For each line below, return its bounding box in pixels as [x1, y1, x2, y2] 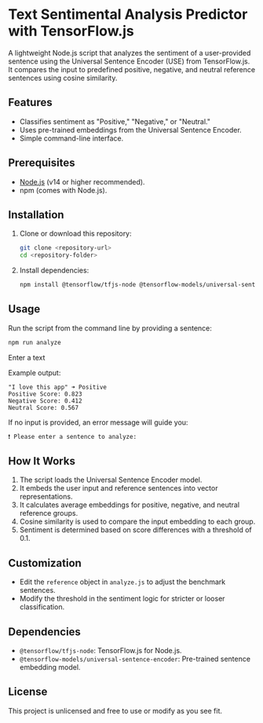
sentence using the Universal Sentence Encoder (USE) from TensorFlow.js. [8, 57, 250, 66]
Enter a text [8, 352, 46, 362]
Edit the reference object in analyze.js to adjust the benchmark [19, 577, 226, 586]
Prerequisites [8, 156, 75, 170]
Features [8, 96, 53, 109]
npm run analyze [8, 338, 61, 346]
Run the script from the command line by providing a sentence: [8, 323, 212, 333]
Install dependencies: [19, 265, 89, 276]
